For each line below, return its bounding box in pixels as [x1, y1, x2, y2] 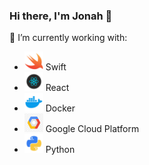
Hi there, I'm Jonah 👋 [9, 9, 113, 23]
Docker [45, 102, 76, 114]
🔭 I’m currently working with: [9, 32, 128, 44]
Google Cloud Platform [45, 123, 140, 135]
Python [45, 144, 76, 156]
